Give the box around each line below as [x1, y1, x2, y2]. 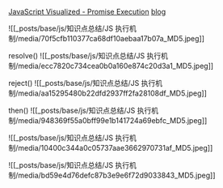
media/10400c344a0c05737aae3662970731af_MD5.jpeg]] [18, 143, 213, 152]
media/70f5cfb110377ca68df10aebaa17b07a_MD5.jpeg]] [18, 34, 204, 43]
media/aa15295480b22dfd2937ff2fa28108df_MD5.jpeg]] [18, 88, 208, 98]
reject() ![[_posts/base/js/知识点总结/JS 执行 [8, 79, 156, 88]
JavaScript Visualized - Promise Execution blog [8, 7, 166, 16]
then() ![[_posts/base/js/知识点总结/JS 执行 [8, 105, 152, 115]
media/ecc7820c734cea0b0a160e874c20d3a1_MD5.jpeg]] [18, 61, 214, 70]
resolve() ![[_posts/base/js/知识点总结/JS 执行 [8, 51, 162, 60]
